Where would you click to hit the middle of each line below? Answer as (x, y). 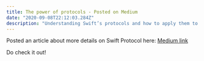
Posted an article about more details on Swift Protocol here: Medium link (97, 41)
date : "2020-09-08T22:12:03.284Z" (50, 18)
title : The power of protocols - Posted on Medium (72, 12)
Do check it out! (26, 52)
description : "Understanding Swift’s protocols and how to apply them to (102, 23)
